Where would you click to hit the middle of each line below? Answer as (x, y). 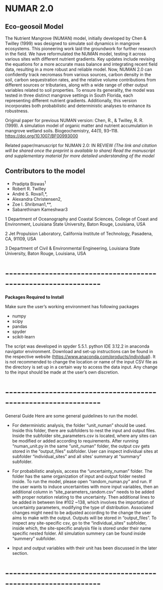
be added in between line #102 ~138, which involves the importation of (83, 502)
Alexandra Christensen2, (37, 199)
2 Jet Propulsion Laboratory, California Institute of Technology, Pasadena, (79, 234)
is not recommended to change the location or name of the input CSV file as (81, 362)
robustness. (17, 111)
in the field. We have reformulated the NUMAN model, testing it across (76, 54)
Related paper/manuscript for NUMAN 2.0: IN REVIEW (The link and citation (81, 145)
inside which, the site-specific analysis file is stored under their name (81, 528)
